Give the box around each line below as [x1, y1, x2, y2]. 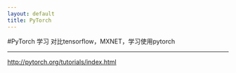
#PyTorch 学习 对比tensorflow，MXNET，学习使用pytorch [7, 36, 176, 46]
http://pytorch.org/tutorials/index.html [7, 58, 117, 66]
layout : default [7, 10, 55, 18]
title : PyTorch [7, 17, 52, 24]
